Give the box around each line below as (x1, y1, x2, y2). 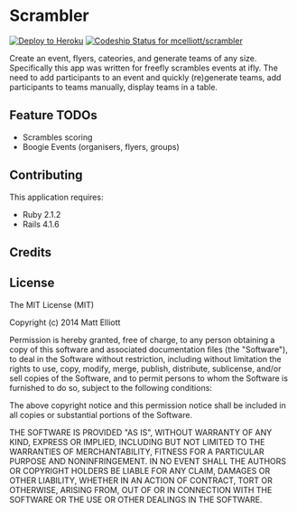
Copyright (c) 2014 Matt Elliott (9, 317, 121, 328)
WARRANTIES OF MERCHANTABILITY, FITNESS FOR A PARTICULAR (9, 446, 265, 457)
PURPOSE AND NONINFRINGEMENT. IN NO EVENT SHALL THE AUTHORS (9, 455, 287, 466)
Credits (9, 245, 52, 260)
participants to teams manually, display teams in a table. (9, 81, 218, 92)
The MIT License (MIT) (9, 299, 95, 310)
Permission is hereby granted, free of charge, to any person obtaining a (9, 334, 275, 345)
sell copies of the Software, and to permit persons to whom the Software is (9, 372, 289, 384)
